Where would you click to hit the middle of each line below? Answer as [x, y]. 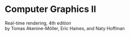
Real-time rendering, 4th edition [38, 23]
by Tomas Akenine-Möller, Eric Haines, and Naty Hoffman [65, 28]
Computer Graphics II [51, 9]
